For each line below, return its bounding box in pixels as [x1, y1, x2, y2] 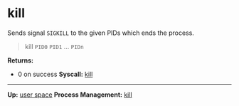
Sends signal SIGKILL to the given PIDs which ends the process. [7, 28, 194, 37]
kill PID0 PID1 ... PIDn [24, 42, 84, 51]
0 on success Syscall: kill [17, 70, 93, 78]
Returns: [7, 55, 34, 65]
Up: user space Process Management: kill [7, 90, 133, 99]
